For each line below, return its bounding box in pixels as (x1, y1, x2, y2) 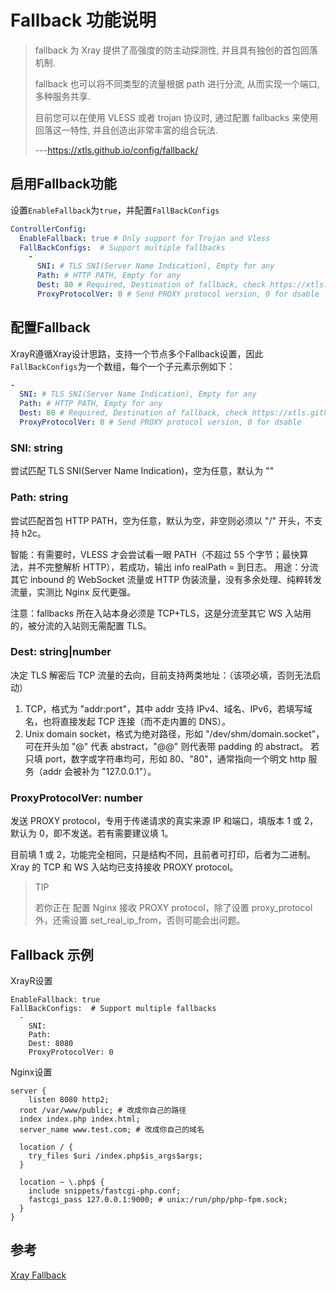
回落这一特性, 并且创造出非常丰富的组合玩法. (34, 124, 218, 136)
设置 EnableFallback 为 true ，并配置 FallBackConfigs (10, 204, 220, 216)
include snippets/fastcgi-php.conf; (28, 1186, 182, 1196)
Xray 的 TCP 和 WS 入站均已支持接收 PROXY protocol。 (10, 861, 239, 873)
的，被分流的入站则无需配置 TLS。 (10, 619, 152, 631)
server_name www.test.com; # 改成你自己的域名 (19, 1124, 205, 1135)
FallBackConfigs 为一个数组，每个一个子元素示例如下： (10, 360, 236, 372)
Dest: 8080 (28, 1038, 74, 1048)
